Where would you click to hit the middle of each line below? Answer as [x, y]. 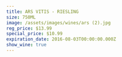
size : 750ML [21, 17]
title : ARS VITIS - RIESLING [42, 12]
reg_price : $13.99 [29, 28]
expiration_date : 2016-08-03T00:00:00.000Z [61, 39]
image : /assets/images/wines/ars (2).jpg [59, 23]
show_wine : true [26, 45]
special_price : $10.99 [34, 34]
